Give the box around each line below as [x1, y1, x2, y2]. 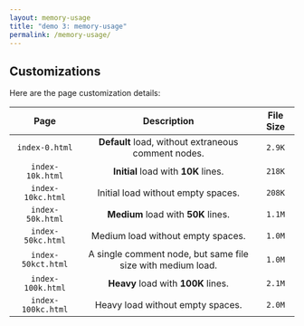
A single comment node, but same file [88, 248, 249, 261]
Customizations [9, 63, 101, 79]
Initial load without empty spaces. [97, 187, 240, 199]
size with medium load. [119, 259, 218, 272]
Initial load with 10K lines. [112, 165, 224, 177]
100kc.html [21, 304, 69, 315]
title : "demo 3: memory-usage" [9, 22, 128, 31]
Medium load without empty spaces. [90, 230, 246, 243]
